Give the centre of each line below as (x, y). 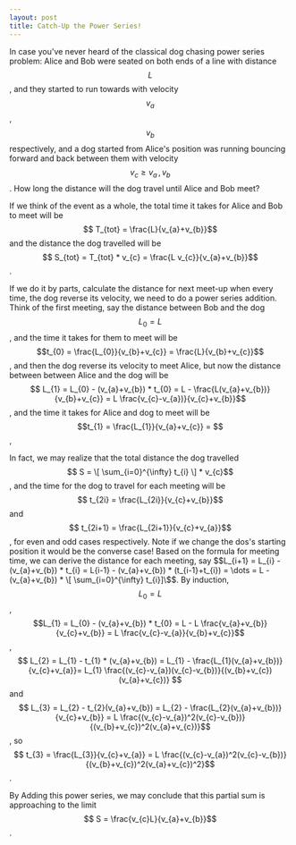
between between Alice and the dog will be (89, 375)
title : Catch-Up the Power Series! (76, 26)
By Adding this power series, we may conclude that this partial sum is (137, 796)
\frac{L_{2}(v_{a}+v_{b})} (236, 708)
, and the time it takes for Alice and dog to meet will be (110, 412)
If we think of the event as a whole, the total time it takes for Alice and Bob (146, 206)
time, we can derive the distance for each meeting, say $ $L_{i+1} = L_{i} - (145, 561)
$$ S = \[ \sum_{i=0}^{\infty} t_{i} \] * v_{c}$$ (150, 471)
